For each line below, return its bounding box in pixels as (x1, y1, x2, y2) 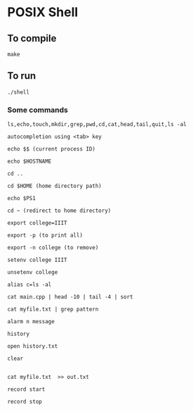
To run (7, 70, 36, 82)
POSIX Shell (7, 4, 79, 20)
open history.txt (7, 343, 58, 350)
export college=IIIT (7, 220, 68, 227)
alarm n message (7, 318, 55, 325)
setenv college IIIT (7, 256, 68, 264)
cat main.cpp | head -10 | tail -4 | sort (7, 294, 133, 301)
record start (7, 386, 46, 393)
